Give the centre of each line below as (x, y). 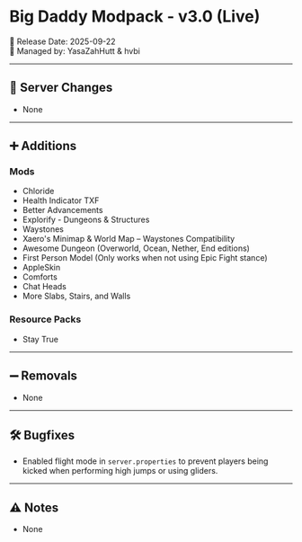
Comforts (40, 277)
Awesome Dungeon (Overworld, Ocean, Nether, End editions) (136, 248)
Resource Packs (45, 319)
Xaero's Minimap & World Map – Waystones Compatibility (129, 239)
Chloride (38, 191)
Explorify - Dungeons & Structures (86, 220)
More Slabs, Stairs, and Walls (76, 296)
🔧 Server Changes (61, 88)
